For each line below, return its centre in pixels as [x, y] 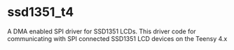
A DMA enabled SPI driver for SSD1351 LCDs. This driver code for [102, 31]
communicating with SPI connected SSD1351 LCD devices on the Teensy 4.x [117, 38]
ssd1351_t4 [41, 12]
